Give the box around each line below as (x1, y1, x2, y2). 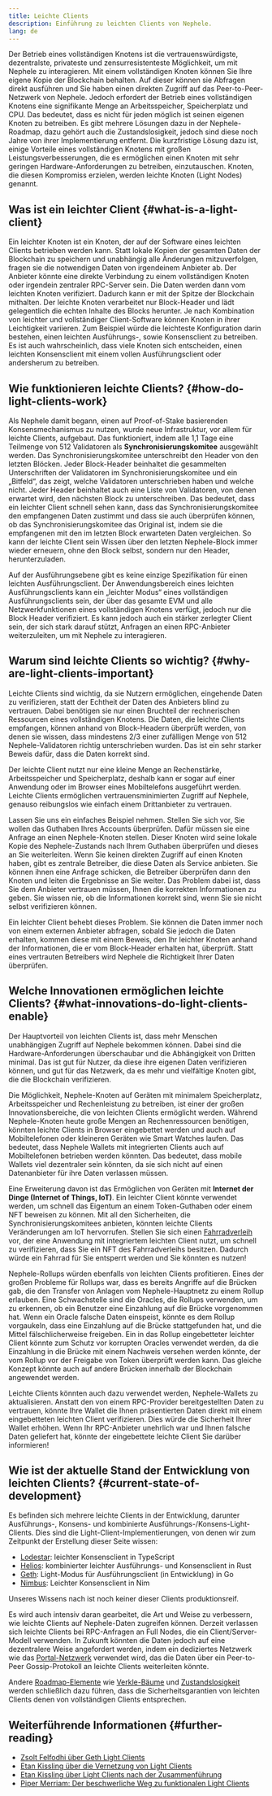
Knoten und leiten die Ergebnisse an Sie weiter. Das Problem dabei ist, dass (8, 876, 261, 885)
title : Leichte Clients (8, 11, 89, 20)
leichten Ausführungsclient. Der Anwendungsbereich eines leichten (8, 579, 234, 588)
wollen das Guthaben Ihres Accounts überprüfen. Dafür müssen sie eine (8, 824, 250, 833)
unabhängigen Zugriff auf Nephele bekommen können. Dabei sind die (8, 1039, 242, 1050)
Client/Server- (209, 1627, 257, 1637)
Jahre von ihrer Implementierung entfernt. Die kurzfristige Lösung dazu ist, (8, 136, 258, 146)
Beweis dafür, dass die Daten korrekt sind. (8, 749, 150, 758)
